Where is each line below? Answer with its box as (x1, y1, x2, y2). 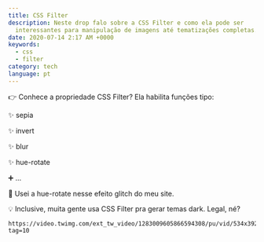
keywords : (8, 41, 41, 49)
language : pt (8, 70, 51, 78)
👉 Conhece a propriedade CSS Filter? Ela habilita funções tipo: (8, 92, 214, 101)
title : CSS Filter (8, 11, 68, 20)
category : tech (8, 63, 58, 71)
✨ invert (8, 126, 35, 135)
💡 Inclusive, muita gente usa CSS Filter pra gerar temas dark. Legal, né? (8, 203, 241, 213)
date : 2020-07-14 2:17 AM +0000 (8, 33, 114, 42)
